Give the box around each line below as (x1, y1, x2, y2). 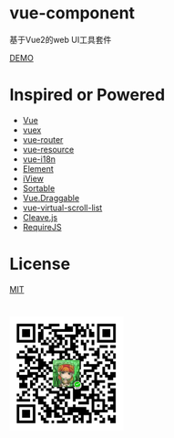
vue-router (22, 134, 64, 144)
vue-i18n (22, 154, 56, 165)
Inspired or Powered (9, 85, 166, 105)
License (9, 254, 71, 274)
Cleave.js (22, 211, 57, 222)
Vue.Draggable (22, 192, 80, 203)
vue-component (9, 3, 135, 24)
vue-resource (22, 144, 75, 155)
